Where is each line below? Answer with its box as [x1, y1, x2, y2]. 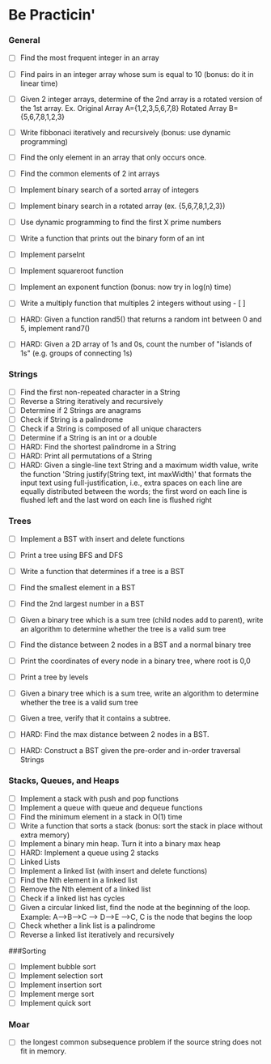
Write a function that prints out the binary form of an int [19, 233, 205, 244]
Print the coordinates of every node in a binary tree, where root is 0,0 [19, 656, 251, 666]
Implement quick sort [19, 998, 91, 1007]
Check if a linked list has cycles [19, 893, 125, 904]
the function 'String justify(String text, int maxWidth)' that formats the [19, 470, 252, 479]
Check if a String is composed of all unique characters [19, 423, 202, 434]
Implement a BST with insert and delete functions [19, 534, 185, 543]
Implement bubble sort [19, 961, 96, 971]
